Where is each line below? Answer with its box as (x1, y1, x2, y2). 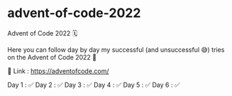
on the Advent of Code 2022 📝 (7, 53, 97, 61)
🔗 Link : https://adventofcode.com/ (7, 66, 109, 75)
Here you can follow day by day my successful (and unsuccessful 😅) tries (7, 45, 225, 54)
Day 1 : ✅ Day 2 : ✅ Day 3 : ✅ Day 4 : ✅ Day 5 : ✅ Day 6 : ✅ (7, 80, 180, 89)
